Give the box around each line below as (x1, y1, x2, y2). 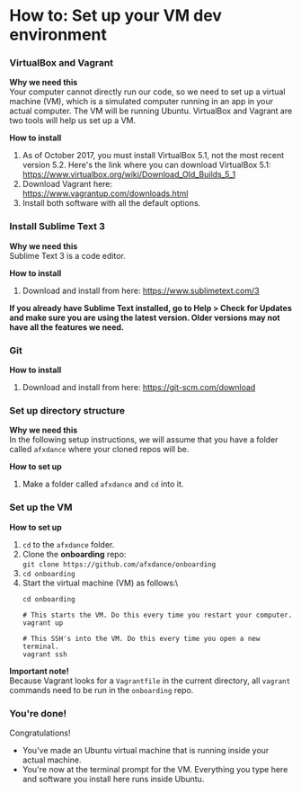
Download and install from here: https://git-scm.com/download (22, 382, 256, 393)
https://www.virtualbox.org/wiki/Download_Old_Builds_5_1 (22, 169, 236, 180)
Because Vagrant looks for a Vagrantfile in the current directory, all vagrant (9, 675, 291, 686)
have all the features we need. (9, 321, 124, 333)
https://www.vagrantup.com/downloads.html (22, 188, 189, 199)
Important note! (9, 665, 69, 676)
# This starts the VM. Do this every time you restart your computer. (22, 610, 293, 619)
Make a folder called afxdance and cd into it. (22, 478, 184, 490)
